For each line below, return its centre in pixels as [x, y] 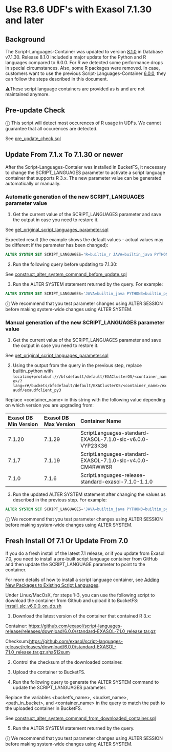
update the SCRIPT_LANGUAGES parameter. [59, 687]
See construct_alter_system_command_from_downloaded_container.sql [81, 718]
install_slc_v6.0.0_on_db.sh [34, 606]
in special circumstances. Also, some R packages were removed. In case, [83, 68]
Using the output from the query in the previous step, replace [77, 365]
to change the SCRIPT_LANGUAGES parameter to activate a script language [85, 172]
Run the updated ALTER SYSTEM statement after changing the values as [89, 494]
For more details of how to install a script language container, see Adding [82, 580]
